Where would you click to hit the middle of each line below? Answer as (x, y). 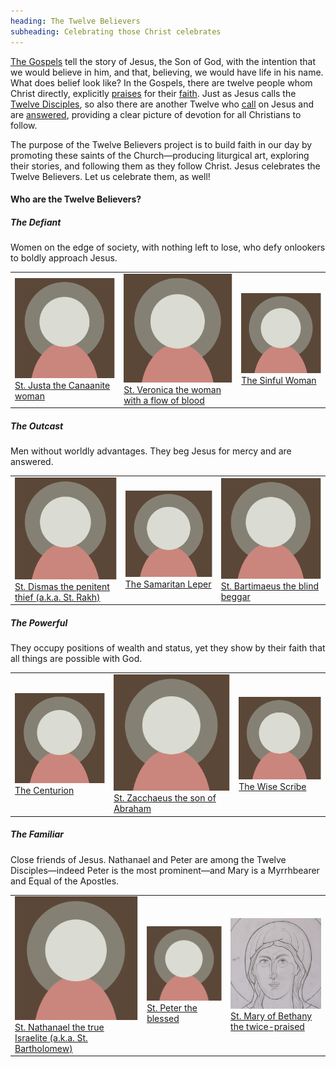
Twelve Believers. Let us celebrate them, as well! (110, 176)
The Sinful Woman (279, 381)
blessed (163, 1019)
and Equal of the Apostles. (65, 881)
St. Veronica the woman (172, 389)
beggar (235, 596)
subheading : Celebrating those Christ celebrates (116, 31)
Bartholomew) (43, 1048)
